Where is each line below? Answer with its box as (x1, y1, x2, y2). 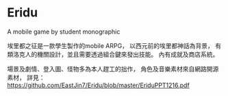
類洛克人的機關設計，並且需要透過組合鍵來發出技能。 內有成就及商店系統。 (7, 50, 219, 58)
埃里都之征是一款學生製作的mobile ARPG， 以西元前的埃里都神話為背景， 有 (7, 41, 222, 49)
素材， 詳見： (7, 73, 45, 82)
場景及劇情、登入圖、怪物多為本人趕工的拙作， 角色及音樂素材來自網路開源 (7, 64, 219, 73)
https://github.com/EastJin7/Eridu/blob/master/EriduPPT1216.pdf (7, 81, 190, 89)
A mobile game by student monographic (7, 27, 121, 36)
